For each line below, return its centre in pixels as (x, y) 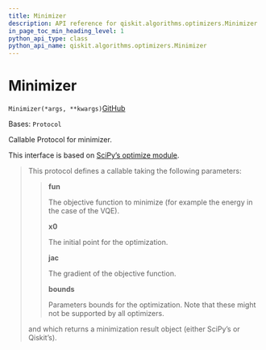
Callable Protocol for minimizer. (60, 140)
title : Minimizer (37, 16)
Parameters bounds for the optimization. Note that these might (152, 305)
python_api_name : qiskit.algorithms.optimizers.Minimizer (108, 46)
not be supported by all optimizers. (106, 314)
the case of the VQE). (83, 211)
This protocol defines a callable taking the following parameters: (135, 171)
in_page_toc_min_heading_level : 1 (66, 31)
